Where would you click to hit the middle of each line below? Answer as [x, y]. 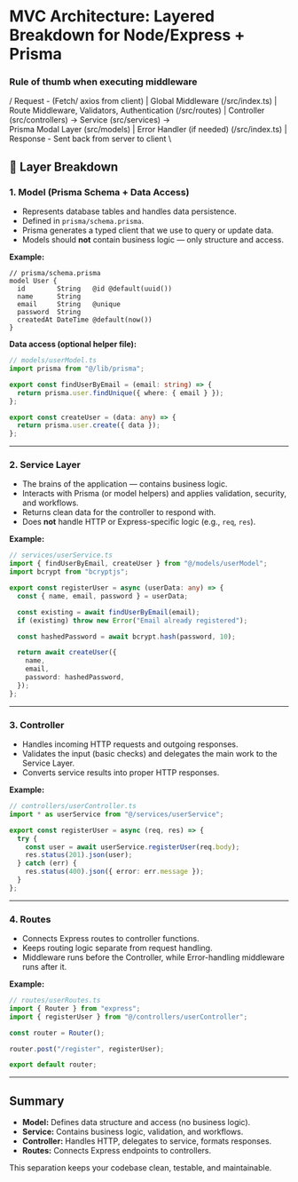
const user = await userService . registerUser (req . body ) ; [133, 847]
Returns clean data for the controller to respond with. [119, 512]
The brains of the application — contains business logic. [125, 484]
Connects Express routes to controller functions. [110, 939]
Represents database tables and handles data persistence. [129, 211]
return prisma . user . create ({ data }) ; [89, 425]
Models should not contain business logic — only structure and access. [153, 240]
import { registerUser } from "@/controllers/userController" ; [129, 1017]
